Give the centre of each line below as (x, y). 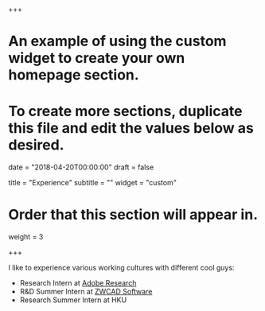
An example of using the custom (117, 41)
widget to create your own (97, 58)
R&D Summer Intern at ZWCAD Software (86, 292)
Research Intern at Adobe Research (78, 283)
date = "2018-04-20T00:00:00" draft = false (81, 167)
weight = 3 (26, 237)
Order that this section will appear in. (133, 215)
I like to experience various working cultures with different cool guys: (121, 268)
